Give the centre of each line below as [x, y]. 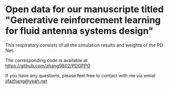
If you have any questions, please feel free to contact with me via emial [80, 75]
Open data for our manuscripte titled [84, 9]
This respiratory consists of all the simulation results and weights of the [81, 45]
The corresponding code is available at [47, 60]
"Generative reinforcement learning [83, 20]
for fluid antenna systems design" [79, 31]
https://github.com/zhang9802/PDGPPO [48, 66]
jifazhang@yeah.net [26, 81]
